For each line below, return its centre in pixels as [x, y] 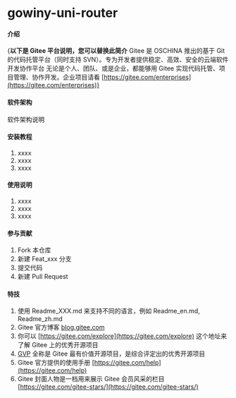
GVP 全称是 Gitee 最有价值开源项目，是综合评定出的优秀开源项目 [111, 354]
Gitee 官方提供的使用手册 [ [56, 363]
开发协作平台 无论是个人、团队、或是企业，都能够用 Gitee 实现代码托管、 [113, 68]
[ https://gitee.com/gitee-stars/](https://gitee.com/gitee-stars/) [108, 387]
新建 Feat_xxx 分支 [44, 259]
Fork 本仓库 [34, 250]
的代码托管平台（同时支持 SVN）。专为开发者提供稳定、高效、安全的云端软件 [118, 60]
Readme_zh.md [40, 319]
